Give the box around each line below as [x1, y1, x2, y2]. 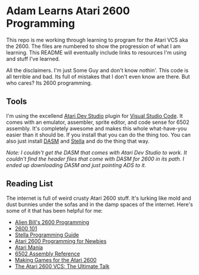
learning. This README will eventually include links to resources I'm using [6, 49, 187, 56]
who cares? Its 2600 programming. [6, 79, 92, 87]
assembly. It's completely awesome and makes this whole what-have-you [6, 124, 187, 132]
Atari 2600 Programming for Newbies [14, 237, 107, 244]
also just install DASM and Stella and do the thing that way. [6, 137, 150, 145]
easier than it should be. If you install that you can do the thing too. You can [6, 131, 191, 138]
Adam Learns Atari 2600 [6, 4, 130, 18]
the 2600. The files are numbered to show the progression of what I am [6, 43, 181, 50]
